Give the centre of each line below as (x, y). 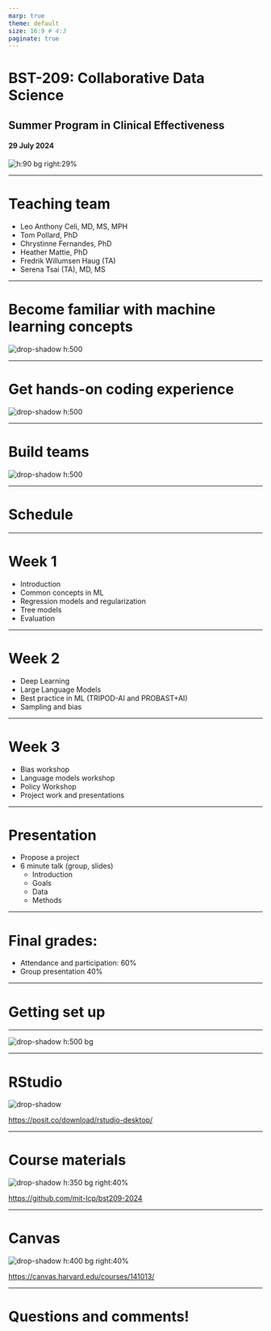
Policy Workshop (48, 786)
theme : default (34, 23)
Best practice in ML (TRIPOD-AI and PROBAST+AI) (104, 698)
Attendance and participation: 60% (78, 963)
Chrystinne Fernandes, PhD (66, 243)
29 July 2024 (31, 145)
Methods (47, 900)
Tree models (41, 609)
